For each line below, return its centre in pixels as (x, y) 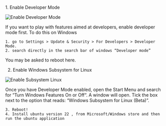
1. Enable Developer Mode (32, 7)
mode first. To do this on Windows (41, 32)
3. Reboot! (17, 110)
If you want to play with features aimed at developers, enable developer (80, 27)
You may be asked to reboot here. (41, 60)
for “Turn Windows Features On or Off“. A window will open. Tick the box (81, 95)
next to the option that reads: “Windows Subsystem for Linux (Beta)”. (77, 100)
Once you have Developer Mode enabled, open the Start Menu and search (83, 89)
